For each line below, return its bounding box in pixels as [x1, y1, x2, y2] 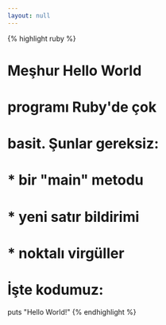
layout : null [7, 11, 51, 20]
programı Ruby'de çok [7, 98, 156, 116]
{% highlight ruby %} [7, 34, 76, 43]
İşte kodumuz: [7, 280, 104, 299]
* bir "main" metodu [7, 171, 144, 189]
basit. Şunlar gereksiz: [7, 135, 160, 153]
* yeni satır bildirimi [7, 208, 140, 226]
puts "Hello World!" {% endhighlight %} [7, 307, 137, 316]
